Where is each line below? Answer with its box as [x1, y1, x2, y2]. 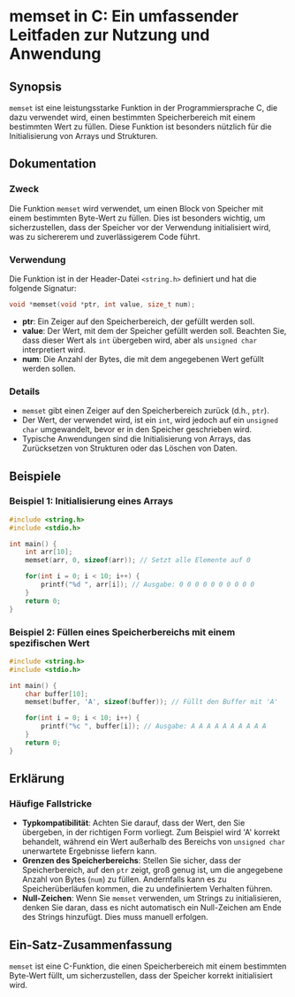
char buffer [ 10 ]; [25, 689, 89, 699]
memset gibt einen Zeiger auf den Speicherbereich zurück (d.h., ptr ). [21, 406, 269, 416]
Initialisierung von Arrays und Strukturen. [9, 131, 159, 141]
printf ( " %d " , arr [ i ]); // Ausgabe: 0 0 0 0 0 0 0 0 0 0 [41, 580, 254, 590]
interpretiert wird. [21, 344, 86, 355]
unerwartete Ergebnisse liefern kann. [21, 846, 157, 856]
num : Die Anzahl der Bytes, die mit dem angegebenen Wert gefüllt [21, 353, 265, 364]
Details [9, 385, 41, 398]
